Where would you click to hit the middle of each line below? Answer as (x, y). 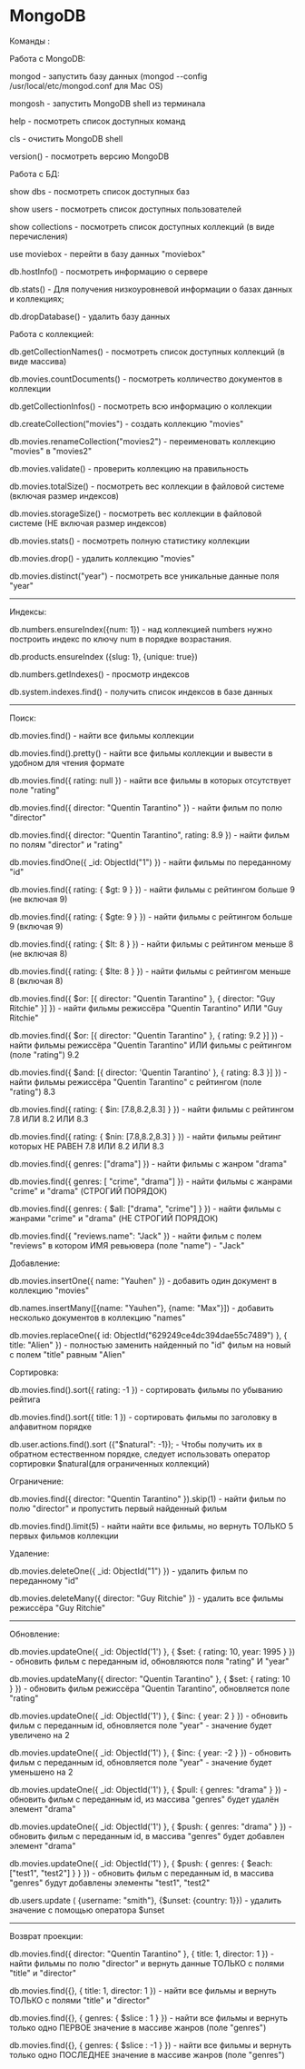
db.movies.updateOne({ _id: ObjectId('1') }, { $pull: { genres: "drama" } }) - (148, 1789)
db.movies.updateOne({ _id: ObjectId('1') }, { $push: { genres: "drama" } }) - (151, 1826)
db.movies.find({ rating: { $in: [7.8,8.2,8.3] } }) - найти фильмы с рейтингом (152, 1109)
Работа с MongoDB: (48, 58)
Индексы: (28, 612)
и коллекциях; (37, 298)
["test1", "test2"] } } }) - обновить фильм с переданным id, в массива (142, 1873)
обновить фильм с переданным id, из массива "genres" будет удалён (144, 1799)
